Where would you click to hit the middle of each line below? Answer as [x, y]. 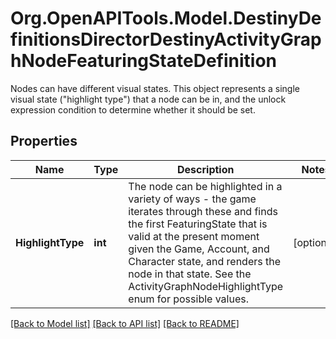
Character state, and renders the [205, 261]
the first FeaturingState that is [198, 224]
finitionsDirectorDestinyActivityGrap [166, 39]
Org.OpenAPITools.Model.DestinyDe [166, 18]
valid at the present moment [194, 236]
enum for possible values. [188, 299]
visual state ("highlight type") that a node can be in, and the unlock [148, 99]
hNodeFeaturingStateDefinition [144, 61]
